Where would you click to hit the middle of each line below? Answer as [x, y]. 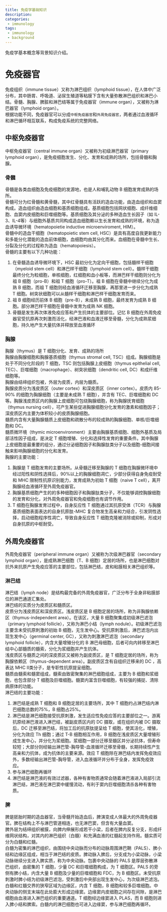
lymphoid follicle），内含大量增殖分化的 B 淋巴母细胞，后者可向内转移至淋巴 [82, 643]
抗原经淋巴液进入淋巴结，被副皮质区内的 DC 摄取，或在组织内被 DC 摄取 [86, 722]
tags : [11, 28]
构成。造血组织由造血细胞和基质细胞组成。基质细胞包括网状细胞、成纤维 [79, 208]
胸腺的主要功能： [23, 457]
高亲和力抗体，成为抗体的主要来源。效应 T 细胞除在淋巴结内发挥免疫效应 [87, 753]
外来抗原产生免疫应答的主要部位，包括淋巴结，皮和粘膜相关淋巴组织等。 [83, 567]
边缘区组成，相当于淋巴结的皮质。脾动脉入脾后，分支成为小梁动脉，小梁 [88, 854]
